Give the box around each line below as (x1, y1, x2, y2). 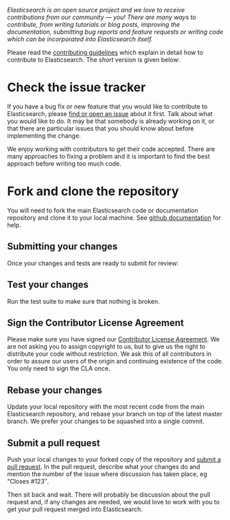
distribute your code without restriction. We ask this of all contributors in (7, 350, 211, 358)
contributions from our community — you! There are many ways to (7, 13, 196, 21)
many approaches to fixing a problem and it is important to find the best (7, 152, 210, 160)
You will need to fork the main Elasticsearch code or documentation (7, 206, 199, 214)
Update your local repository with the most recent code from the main (7, 403, 205, 411)
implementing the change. (7, 131, 81, 139)
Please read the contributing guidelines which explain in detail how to (7, 48, 204, 56)
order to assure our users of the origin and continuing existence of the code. (7, 357, 224, 365)
